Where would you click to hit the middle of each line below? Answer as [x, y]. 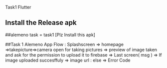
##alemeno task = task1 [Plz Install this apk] [50, 35]
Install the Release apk [41, 23]
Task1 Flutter [18, 7]
